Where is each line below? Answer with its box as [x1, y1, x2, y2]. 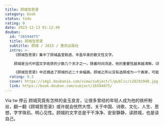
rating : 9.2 [9, 74, 34, 79]
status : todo [5, 16, 32, 21]
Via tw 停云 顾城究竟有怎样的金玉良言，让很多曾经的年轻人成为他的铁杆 [5, 97, 148, 103]
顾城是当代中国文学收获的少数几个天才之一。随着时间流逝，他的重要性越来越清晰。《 [14, 61, 158, 66]
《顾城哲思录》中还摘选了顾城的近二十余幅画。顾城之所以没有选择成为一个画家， [14, 70, 152, 75]
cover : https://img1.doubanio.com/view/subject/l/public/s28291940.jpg [9, 79, 159, 84]
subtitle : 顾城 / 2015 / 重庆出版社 [9, 43, 79, 48]
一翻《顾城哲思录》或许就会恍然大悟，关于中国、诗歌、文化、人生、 [18, 103, 155, 109]
